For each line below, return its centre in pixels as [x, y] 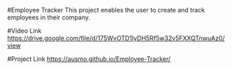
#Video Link [24, 31]
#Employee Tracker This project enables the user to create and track [106, 10]
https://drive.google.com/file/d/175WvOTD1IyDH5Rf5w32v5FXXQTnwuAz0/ [116, 38]
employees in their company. [49, 17]
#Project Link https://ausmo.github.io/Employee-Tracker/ [89, 59]
